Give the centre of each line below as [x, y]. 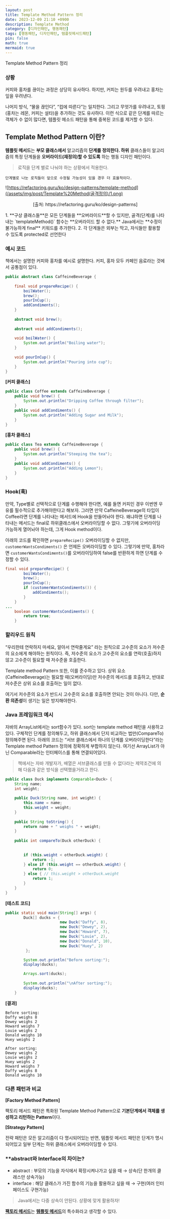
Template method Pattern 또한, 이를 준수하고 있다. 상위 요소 [65, 671]
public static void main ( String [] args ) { [51, 913]
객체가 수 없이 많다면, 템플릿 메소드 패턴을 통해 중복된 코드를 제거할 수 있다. [79, 119]
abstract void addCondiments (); [48, 329]
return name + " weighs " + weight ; [62, 826]
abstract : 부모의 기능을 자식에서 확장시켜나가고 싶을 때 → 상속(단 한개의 [84, 1171]
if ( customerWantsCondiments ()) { [60, 588]
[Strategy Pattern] [25, 1127]
